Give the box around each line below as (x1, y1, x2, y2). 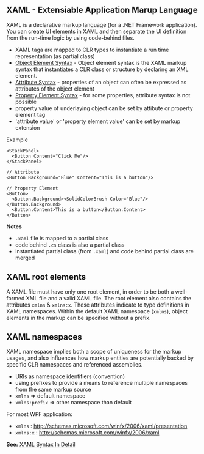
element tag (15, 111, 46, 118)
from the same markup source (15, 385, 91, 393)
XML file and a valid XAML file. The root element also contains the (26, 294, 192, 302)
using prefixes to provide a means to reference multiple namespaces (15, 379, 188, 387)
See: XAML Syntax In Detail (6, 441, 76, 448)
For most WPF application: (6, 411, 73, 418)
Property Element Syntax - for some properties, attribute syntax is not (15, 91, 191, 99)
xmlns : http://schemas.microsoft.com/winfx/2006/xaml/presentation (15, 422, 188, 430)
